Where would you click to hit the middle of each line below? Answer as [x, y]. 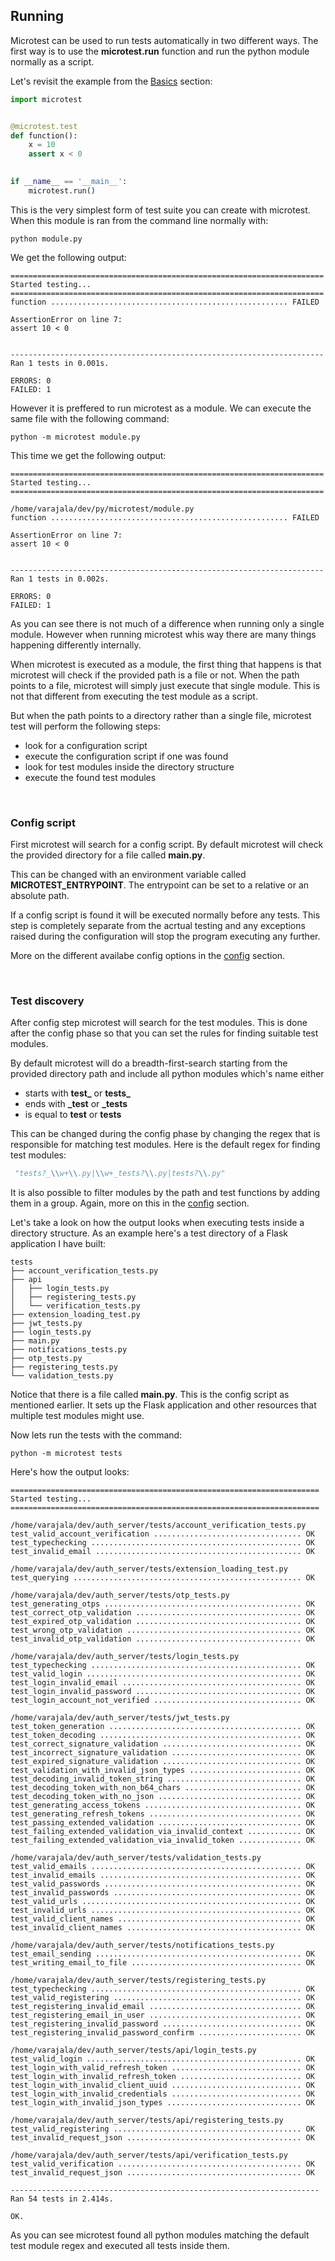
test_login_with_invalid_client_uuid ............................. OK [162, 2085]
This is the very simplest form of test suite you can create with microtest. [160, 210]
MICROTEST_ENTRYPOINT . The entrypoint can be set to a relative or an [160, 885]
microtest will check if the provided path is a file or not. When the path [155, 675]
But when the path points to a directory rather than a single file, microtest [161, 715]
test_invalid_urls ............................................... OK [162, 1910]
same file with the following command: [90, 418]
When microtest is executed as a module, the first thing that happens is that [166, 664]
